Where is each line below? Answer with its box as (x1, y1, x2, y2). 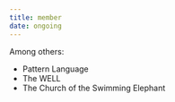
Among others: (9, 46, 65, 56)
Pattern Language (22, 64, 90, 74)
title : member (9, 13, 63, 22)
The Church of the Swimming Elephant (22, 82, 166, 93)
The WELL (22, 72, 61, 83)
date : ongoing (9, 21, 63, 30)
